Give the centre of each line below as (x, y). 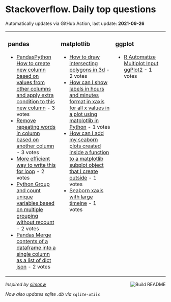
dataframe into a (36, 248)
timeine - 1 (83, 203)
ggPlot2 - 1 (138, 70)
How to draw (85, 57)
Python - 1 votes (90, 127)
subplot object (87, 165)
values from (31, 82)
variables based (36, 203)
